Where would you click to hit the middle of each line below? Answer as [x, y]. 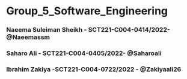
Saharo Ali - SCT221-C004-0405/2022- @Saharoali [84, 53]
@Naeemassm [28, 37]
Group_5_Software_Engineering [87, 11]
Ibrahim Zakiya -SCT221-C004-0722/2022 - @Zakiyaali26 [94, 69]
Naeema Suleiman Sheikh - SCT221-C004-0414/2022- [88, 30]
